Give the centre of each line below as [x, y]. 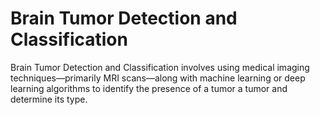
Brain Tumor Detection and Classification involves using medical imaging [160, 67]
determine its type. [49, 99]
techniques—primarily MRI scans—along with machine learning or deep [158, 78]
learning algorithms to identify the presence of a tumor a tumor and [149, 88]
